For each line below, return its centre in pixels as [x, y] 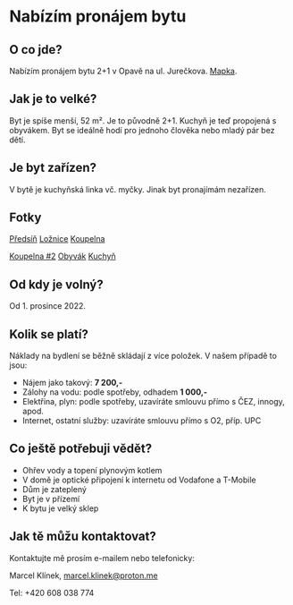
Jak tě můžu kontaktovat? [83, 537]
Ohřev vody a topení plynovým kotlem [92, 470]
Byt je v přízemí [51, 498]
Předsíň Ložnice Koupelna [57, 239]
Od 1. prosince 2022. [48, 306]
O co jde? [36, 50]
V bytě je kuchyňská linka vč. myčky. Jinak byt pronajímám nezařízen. [138, 189]
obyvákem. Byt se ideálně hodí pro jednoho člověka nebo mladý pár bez [142, 130]
